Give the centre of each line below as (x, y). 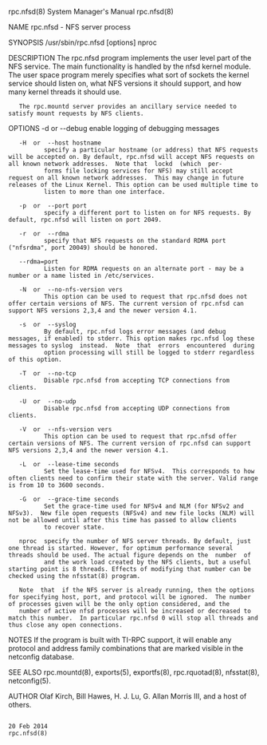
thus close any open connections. (66, 625)
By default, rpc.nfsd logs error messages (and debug (135, 331)
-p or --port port (53, 206)
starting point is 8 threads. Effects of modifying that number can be (130, 569)
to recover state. (74, 527)
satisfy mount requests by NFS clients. (77, 113)
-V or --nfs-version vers (65, 430)
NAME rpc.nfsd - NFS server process (70, 27)
